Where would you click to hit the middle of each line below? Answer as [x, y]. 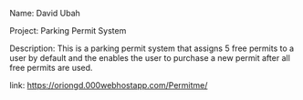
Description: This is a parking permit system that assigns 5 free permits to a [152, 48]
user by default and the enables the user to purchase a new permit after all [150, 58]
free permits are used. [51, 68]
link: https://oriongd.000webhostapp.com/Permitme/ [109, 85]
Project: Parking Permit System [68, 30]
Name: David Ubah [45, 13]
